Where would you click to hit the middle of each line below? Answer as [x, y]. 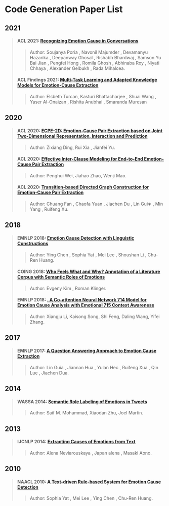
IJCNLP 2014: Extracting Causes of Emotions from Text [76, 442]
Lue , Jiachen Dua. [49, 373]
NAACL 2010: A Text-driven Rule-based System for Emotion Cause [89, 482]
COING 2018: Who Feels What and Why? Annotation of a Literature [89, 271]
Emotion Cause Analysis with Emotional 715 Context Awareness [86, 305]
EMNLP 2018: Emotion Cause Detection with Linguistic [76, 238]
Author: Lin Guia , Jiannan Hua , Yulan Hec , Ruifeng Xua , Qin [94, 367]
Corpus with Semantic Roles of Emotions [61, 277]
